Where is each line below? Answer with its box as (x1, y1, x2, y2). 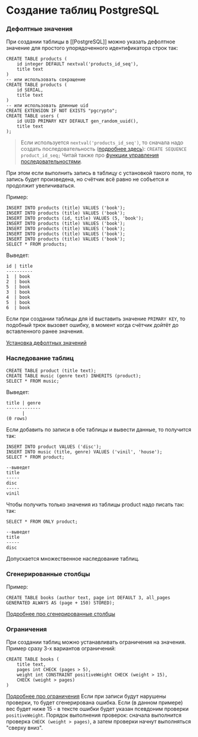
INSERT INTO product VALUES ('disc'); (6, 443, 102, 450)
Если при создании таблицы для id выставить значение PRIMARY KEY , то (6, 315, 186, 322)
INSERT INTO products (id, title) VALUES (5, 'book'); (6, 215, 144, 221)
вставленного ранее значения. (6, 328, 85, 335)
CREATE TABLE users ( (6, 113, 60, 119)
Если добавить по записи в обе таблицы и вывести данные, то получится (6, 425, 191, 433)
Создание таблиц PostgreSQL (6, 4, 160, 17)
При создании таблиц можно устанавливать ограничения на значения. (6, 638, 186, 646)
